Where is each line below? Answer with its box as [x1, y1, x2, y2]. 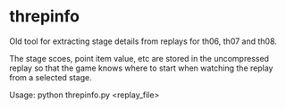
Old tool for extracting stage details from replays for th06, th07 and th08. [9, 36, 277, 46]
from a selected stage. [9, 71, 92, 82]
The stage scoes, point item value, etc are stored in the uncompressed [9, 53, 270, 63]
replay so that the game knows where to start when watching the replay [9, 63, 273, 73]
